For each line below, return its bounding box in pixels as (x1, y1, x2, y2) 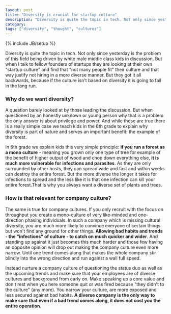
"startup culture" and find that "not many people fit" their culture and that (5, 67, 159, 73)
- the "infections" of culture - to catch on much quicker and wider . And (5, 233, 158, 240)
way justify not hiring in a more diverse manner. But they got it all (5, 72, 141, 78)
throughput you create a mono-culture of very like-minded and (5, 212, 137, 218)
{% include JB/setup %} (5, 40, 56, 46)
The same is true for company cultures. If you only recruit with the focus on (5, 206, 164, 212)
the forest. (5, 134, 27, 140)
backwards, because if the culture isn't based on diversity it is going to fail (5, 77, 161, 84)
